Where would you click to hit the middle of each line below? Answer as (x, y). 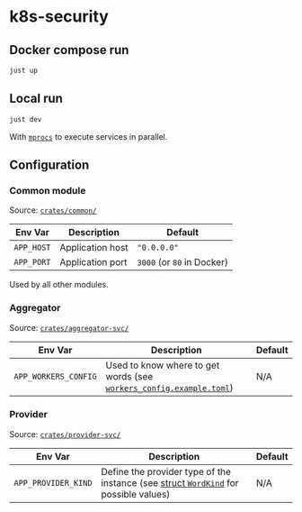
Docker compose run (69, 50)
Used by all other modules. (59, 285)
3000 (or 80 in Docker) (183, 262)
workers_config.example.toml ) (169, 388)
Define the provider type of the (166, 471)
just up (24, 70)
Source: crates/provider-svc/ (65, 434)
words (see (129, 376)
